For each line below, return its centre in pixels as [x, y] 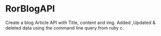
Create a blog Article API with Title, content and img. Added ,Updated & [80, 22]
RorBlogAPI [30, 9]
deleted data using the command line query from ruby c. [65, 27]
